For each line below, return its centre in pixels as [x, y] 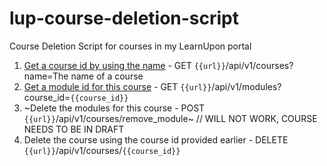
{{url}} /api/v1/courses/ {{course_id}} [102, 150]
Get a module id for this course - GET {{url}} [117, 86]
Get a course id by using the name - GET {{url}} [124, 65]
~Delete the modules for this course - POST [114, 108]
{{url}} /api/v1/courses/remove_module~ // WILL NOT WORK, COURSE [170, 118]
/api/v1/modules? [246, 86]
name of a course [107, 76]
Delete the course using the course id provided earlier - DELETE [156, 139]
